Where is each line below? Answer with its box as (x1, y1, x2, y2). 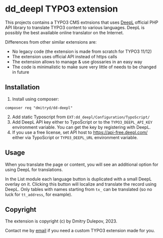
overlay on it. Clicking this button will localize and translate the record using (5, 181, 157, 187)
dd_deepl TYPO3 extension (5, 3, 118, 15)
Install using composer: (12, 96, 59, 102)
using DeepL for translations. (5, 166, 63, 173)
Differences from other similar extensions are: (5, 39, 97, 45)
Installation (5, 83, 40, 92)
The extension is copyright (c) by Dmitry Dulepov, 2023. (5, 218, 118, 224)
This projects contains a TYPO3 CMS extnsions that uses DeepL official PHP (5, 19, 159, 25)
